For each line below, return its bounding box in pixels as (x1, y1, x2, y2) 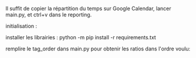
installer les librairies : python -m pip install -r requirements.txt (5, 34, 156, 40)
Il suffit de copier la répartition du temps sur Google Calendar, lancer (5, 5, 171, 12)
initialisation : (5, 23, 38, 29)
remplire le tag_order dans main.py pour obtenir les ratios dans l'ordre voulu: (5, 45, 191, 52)
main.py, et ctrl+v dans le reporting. (5, 11, 92, 18)
